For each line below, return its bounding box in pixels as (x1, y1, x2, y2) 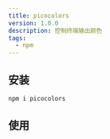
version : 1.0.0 (8, 19, 59, 27)
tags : (8, 34, 26, 42)
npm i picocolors (8, 94, 66, 102)
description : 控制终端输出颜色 (8, 26, 103, 34)
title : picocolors (8, 11, 69, 20)
